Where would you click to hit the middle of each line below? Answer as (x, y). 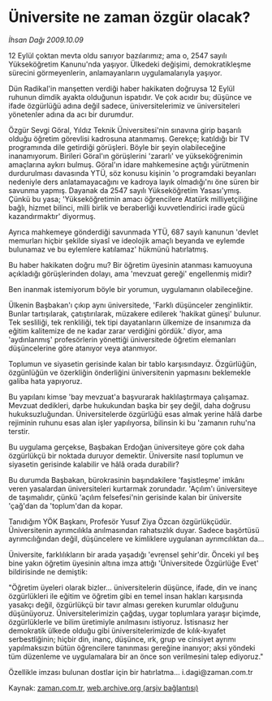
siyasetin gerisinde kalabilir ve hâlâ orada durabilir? (94, 464)
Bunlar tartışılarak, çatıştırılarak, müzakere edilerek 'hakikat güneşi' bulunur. (135, 313)
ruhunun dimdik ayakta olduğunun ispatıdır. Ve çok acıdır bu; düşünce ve (130, 97)
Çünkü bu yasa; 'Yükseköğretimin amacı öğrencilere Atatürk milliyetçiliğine (133, 199)
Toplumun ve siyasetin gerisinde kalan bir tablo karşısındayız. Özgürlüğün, (133, 363)
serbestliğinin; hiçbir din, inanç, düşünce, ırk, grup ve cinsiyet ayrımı (122, 639)
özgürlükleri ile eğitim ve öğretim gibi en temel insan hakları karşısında (126, 596)
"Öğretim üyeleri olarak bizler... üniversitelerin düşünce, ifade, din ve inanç (133, 587)
